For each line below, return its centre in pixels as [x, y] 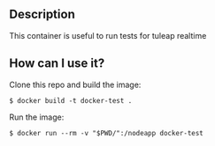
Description [42, 15]
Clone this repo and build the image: [75, 84]
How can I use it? [57, 64]
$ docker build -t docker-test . [71, 100]
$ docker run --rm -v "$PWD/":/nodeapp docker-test [106, 133]
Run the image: [37, 117]
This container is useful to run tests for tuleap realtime [108, 35]
